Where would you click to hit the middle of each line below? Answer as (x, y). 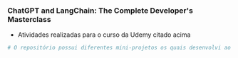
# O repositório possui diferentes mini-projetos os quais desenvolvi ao (119, 48)
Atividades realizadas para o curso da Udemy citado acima (104, 35)
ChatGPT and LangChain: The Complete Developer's (100, 11)
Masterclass (29, 19)
